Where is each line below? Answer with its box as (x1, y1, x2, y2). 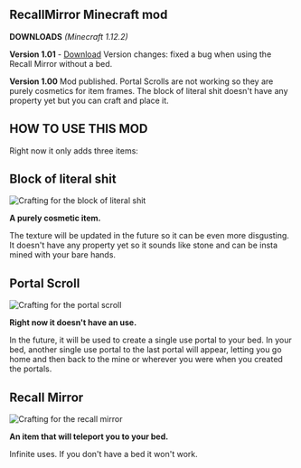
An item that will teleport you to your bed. (9, 431, 169, 442)
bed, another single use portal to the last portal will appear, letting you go (9, 344, 282, 355)
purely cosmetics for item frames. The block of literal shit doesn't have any (9, 85, 288, 96)
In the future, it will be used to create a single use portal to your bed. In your (9, 334, 292, 346)
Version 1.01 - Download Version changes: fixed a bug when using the (9, 49, 272, 60)
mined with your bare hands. (9, 249, 116, 260)
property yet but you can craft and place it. (9, 95, 169, 106)
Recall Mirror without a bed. (9, 58, 113, 69)
